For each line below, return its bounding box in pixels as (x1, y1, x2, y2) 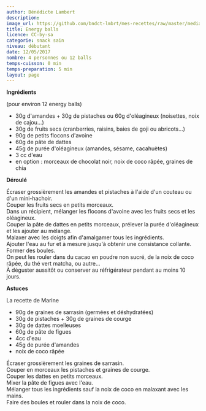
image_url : (6, 20, 34, 26)
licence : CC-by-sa (6, 32, 53, 38)
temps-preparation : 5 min (6, 66, 72, 72)
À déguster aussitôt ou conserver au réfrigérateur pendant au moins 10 (6, 266, 186, 274)
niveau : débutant (6, 44, 51, 50)
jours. (6, 273, 21, 280)
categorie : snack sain (6, 37, 64, 44)
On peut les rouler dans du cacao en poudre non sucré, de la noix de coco (6, 253, 194, 261)
